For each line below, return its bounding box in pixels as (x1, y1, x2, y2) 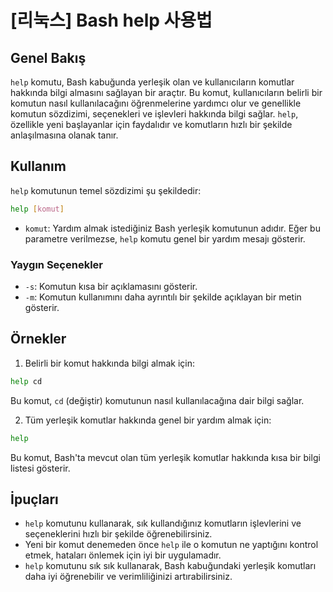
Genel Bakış (10, 49, 87, 66)
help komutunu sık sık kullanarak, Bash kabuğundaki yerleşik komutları (24, 560, 317, 572)
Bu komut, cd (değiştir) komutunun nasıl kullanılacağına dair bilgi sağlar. (10, 394, 305, 406)
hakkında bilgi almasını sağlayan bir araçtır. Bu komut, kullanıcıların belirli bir (10, 87, 323, 98)
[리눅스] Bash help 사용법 (10, 9, 213, 32)
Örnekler (10, 331, 67, 348)
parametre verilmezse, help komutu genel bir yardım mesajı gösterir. (24, 232, 306, 245)
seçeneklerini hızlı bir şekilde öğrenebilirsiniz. (24, 528, 213, 540)
